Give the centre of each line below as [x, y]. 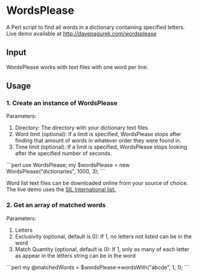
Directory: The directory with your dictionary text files [82, 128]
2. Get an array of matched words [56, 205]
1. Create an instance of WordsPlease [62, 103]
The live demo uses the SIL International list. [61, 190]
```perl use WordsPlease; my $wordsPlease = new [68, 165]
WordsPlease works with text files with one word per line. [77, 67]
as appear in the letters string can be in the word [75, 255]
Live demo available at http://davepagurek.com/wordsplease [82, 33]
